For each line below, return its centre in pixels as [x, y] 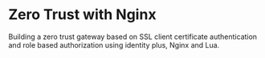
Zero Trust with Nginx [82, 15]
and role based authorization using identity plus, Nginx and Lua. [114, 44]
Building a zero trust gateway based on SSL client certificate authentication [133, 37]
